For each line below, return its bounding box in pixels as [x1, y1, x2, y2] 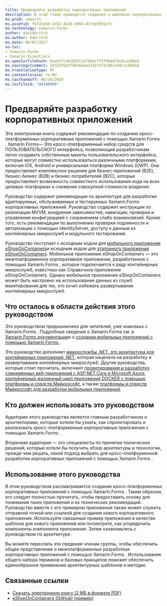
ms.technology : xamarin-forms [5, 26, 68, 31]
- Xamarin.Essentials [5, 53, 50, 59]
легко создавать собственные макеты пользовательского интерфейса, [5, 151, 157, 157]
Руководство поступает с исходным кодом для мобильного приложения [5, 240, 161, 246]
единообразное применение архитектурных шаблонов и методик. [5, 562, 147, 568]
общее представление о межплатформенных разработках [5, 546, 131, 552]
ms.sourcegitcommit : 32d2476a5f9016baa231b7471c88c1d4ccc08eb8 [5, 63, 140, 68]
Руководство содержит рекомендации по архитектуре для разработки [5, 193, 157, 199]
